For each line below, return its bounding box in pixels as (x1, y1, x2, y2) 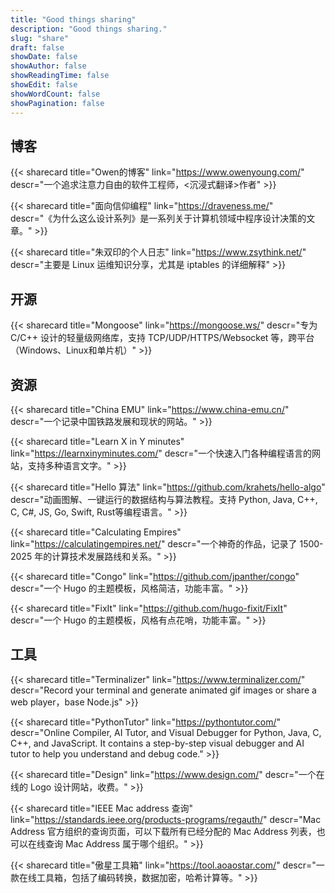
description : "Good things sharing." (10, 24, 168, 34)
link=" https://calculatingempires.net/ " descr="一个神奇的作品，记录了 (10, 537, 298, 550)
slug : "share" (10, 33, 70, 43)
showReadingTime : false (10, 71, 110, 81)
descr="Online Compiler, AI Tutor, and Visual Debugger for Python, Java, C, (10, 726, 322, 738)
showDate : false (10, 52, 78, 62)
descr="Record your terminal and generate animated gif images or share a (10, 684, 317, 696)
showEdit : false (10, 80, 78, 90)
